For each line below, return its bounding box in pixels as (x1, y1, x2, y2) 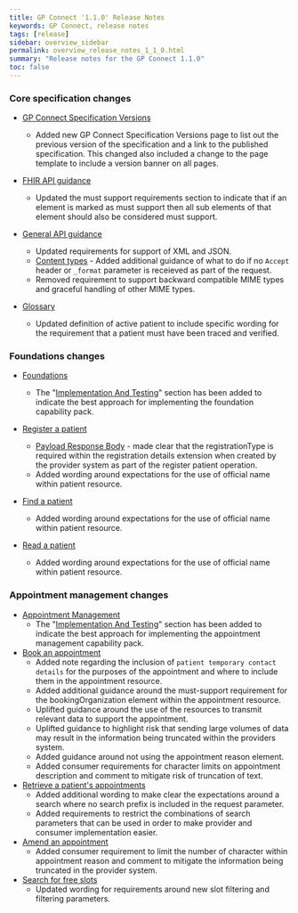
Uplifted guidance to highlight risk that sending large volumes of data (35, 722, 289, 733)
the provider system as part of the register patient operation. (35, 460, 258, 470)
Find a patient (21, 496, 73, 507)
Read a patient (21, 540, 76, 550)
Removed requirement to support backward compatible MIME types (35, 274, 285, 285)
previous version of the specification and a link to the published (35, 139, 269, 150)
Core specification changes (9, 92, 132, 104)
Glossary (21, 301, 56, 312)
